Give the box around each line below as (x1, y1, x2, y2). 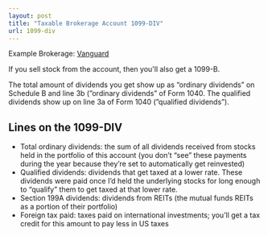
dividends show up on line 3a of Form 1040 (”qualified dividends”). (8, 97, 229, 107)
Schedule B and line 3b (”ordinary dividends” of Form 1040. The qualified (8, 89, 251, 98)
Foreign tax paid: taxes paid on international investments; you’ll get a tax (19, 210, 260, 220)
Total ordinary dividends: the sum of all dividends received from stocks (19, 142, 256, 151)
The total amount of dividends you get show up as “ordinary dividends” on (8, 80, 255, 89)
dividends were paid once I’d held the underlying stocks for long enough (19, 176, 261, 186)
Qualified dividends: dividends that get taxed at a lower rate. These (19, 168, 243, 177)
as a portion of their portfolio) (19, 202, 118, 212)
